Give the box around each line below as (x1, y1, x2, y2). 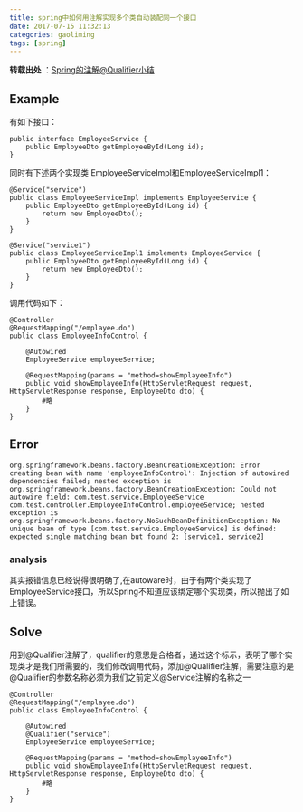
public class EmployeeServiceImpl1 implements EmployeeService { (9, 249, 260, 258)
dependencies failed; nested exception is (9, 476, 172, 485)
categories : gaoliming (9, 30, 95, 39)
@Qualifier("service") (25, 730, 111, 739)
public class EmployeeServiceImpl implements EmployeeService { (9, 194, 257, 203)
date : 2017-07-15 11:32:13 (9, 22, 111, 31)
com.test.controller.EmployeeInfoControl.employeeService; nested (9, 500, 265, 510)
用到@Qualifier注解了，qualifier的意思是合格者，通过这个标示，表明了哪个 (9, 649, 285, 660)
